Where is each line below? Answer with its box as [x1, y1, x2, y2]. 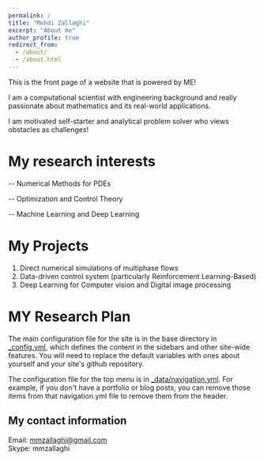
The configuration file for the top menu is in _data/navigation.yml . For [8, 374, 233, 384]
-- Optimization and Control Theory [8, 194, 123, 203]
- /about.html [15, 56, 62, 64]
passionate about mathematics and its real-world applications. [8, 100, 211, 111]
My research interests [8, 153, 156, 171]
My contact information [8, 414, 127, 428]
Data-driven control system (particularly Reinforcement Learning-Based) [19, 271, 257, 281]
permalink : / [8, 11, 51, 20]
